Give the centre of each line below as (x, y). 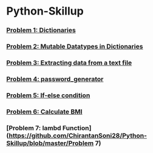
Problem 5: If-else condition (48, 95)
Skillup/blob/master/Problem (50, 143)
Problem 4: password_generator (55, 79)
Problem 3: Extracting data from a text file (69, 63)
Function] (77, 127)
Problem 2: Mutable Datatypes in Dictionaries (75, 47)
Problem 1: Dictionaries (41, 30)
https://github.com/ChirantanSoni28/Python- (78, 135)
